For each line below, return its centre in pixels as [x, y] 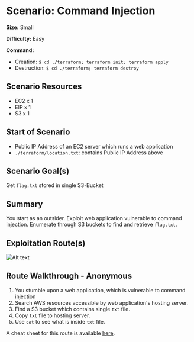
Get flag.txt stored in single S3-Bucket [55, 185]
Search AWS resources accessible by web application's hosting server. [101, 302]
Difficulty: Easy [25, 38]
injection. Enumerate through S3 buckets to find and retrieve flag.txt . [92, 225]
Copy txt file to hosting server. [52, 315]
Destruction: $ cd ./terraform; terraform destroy [77, 68]
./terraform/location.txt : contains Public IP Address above [89, 153]
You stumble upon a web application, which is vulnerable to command [100, 290]
